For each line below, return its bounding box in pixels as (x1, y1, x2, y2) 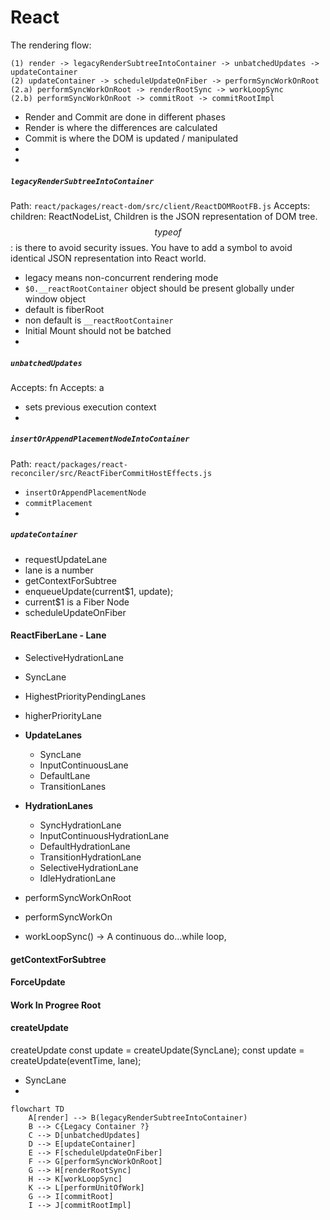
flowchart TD (10, 1104, 65, 1114)
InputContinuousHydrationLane (39, 830, 170, 842)
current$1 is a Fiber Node (24, 596, 130, 608)
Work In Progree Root (10, 999, 102, 1011)
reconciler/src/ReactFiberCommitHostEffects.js (10, 468, 213, 478)
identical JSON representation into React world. (10, 252, 207, 264)
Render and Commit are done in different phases (24, 111, 226, 123)
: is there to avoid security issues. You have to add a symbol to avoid (10, 241, 293, 253)
